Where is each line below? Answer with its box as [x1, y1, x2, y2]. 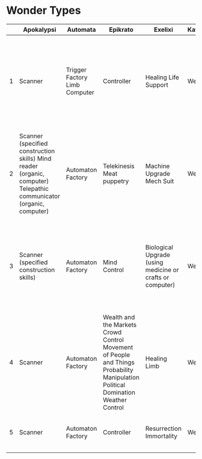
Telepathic [19, 184, 49, 193]
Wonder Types [6, 4, 81, 17]
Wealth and [103, 313, 135, 321]
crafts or [145, 273, 170, 282]
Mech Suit [145, 177, 174, 185]
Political [103, 380, 125, 389]
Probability [103, 365, 133, 374]
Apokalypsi [23, 25, 57, 34]
